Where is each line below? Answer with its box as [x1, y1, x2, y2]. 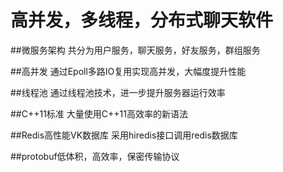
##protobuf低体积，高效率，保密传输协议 [10, 150, 180, 162]
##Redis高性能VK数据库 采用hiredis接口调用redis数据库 [10, 129, 238, 141]
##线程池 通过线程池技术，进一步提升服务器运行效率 [10, 86, 226, 98]
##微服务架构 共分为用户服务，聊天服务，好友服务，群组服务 [10, 44, 261, 56]
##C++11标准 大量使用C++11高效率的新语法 [10, 107, 188, 120]
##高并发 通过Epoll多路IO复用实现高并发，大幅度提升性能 [10, 65, 247, 77]
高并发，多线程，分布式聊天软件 [10, 9, 274, 32]
